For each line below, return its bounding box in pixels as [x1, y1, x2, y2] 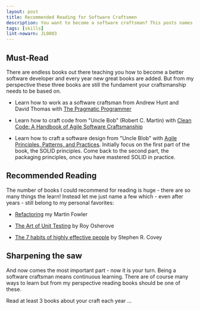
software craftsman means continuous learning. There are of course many [6, 273, 189, 280]
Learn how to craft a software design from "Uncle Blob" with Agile [14, 134, 177, 141]
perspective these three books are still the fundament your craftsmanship [6, 81, 186, 88]
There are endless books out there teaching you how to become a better [6, 68, 184, 75]
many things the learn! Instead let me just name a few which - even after [6, 192, 183, 200]
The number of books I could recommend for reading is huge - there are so [6, 186, 190, 194]
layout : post [6, 8, 39, 15]
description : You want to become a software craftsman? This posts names [6, 20, 193, 26]
